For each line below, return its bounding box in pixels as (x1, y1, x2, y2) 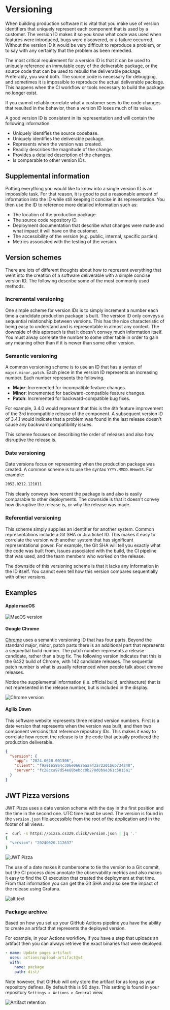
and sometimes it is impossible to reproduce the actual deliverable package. (5, 79, 165, 85)
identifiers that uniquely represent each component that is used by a (5, 25, 148, 32)
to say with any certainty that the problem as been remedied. (5, 47, 133, 53)
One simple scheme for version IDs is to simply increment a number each (5, 307, 158, 313)
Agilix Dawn (5, 706, 31, 712)
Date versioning (5, 449, 46, 456)
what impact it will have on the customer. (12, 227, 98, 234)
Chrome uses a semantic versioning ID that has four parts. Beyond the (5, 637, 152, 643)
